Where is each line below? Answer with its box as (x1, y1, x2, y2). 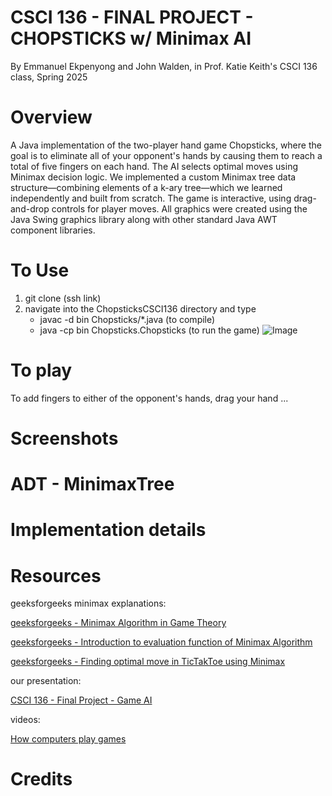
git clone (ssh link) (24, 292, 102, 304)
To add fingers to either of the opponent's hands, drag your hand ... (10, 392, 289, 404)
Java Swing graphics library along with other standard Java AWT (10, 213, 278, 225)
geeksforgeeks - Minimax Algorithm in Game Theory (10, 617, 227, 629)
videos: (10, 714, 41, 726)
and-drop (10, 202, 50, 215)
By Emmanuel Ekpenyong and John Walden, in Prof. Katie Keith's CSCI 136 (10, 60, 318, 72)
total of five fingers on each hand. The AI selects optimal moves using (10, 160, 298, 172)
